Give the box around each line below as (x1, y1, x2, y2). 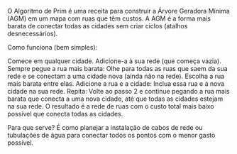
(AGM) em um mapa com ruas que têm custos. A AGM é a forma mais (7, 14, 211, 23)
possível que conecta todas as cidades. (7, 110, 123, 118)
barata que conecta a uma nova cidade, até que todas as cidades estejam (7, 94, 224, 103)
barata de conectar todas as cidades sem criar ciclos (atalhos (7, 22, 188, 30)
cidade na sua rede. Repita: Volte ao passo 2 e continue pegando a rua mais (7, 87, 230, 95)
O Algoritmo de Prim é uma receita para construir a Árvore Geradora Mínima (7, 7, 230, 15)
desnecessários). (7, 29, 58, 38)
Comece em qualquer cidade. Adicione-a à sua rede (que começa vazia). (7, 57, 222, 65)
